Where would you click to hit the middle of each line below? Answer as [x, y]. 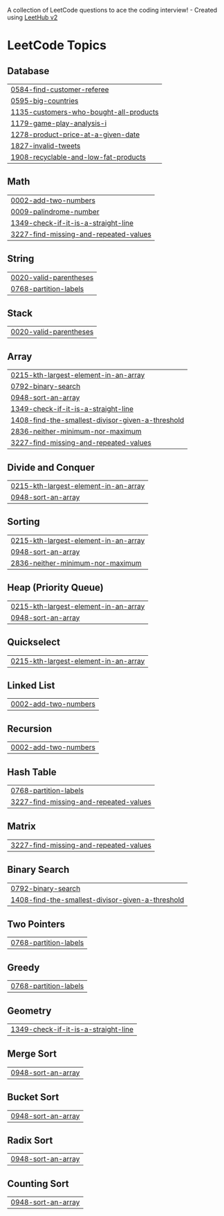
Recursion [30, 728]
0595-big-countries [45, 101]
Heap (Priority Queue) [55, 588]
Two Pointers [36, 924]
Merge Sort [32, 1054]
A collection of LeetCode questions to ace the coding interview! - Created [112, 10]
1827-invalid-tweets [46, 146]
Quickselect [34, 642]
